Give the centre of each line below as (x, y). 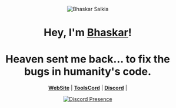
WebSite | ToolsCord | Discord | (88, 88)
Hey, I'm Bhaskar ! (88, 33)
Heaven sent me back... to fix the (88, 59)
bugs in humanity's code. (88, 72)
